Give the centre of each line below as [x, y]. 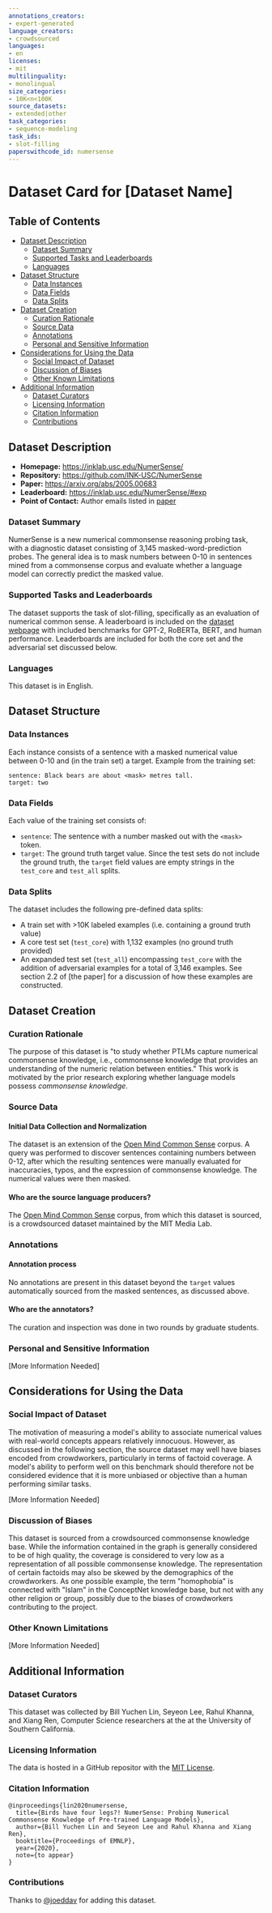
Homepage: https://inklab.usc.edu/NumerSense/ [102, 467]
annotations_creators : [47, 16]
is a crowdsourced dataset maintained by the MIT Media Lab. [110, 1223]
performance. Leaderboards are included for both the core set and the [126, 638]
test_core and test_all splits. [70, 871]
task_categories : [38, 122]
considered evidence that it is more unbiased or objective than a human [128, 1475]
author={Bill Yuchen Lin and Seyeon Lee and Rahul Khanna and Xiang [134, 1827]
